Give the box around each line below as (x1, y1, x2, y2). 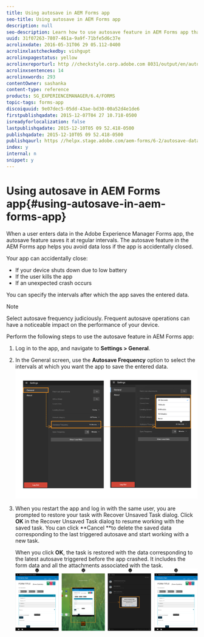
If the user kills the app (15, 273, 73, 280)
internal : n (6, 151, 36, 157)
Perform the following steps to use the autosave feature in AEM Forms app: (6, 333, 194, 340)
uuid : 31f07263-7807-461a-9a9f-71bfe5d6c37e (6, 35, 121, 42)
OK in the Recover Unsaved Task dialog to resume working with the (15, 517, 184, 525)
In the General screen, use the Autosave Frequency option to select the (15, 356, 195, 364)
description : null (6, 22, 53, 29)
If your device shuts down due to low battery (15, 266, 127, 273)
